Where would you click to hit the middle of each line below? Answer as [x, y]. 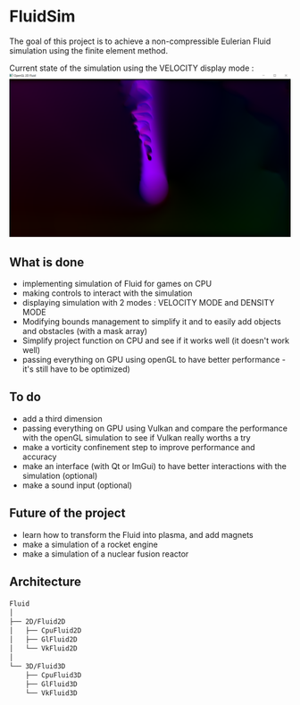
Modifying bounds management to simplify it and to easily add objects [151, 322]
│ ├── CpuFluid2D [46, 630]
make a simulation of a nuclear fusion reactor [105, 554]
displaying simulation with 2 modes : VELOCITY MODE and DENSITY [148, 303]
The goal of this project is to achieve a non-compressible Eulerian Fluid [140, 41]
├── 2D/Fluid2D [37, 621]
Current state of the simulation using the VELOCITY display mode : [132, 68]
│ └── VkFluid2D [43, 648]
